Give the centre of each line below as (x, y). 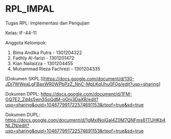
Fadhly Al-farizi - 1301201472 (43, 58)
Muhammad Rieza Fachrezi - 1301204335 (56, 69)
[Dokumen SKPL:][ (25, 78)
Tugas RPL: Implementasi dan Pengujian (47, 23)
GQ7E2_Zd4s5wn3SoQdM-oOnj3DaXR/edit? (52, 99)
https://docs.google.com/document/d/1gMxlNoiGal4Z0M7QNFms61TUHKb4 (86, 120)
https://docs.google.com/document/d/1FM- (86, 94)
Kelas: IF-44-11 (21, 33)
